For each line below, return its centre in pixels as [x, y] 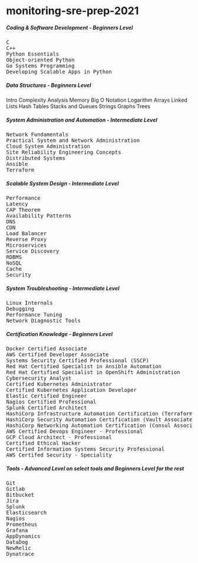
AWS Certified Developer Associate [57, 355]
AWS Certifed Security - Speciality [59, 455]
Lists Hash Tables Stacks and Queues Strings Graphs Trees [78, 106]
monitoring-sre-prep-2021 [72, 11]
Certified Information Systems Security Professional [85, 449]
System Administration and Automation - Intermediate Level [82, 120]
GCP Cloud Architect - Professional [59, 437]
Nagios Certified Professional [51, 402]
